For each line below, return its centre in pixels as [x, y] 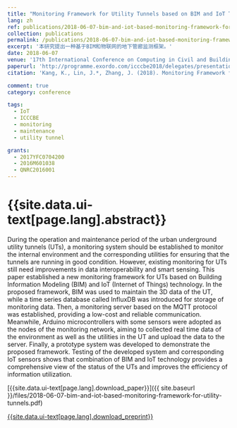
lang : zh [20, 20]
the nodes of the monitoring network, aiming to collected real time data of [115, 329]
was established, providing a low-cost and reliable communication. [104, 314]
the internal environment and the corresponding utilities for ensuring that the [119, 254]
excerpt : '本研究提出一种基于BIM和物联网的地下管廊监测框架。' [90, 47]
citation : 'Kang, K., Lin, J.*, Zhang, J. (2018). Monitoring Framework [116, 73]
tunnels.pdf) [25, 403]
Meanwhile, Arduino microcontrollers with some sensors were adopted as [114, 322]
